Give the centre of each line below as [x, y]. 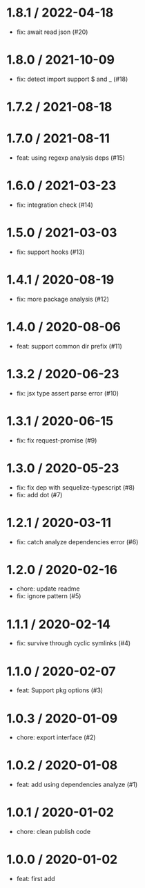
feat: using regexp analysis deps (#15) [71, 158]
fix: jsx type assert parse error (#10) [67, 393]
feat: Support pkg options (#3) [60, 690]
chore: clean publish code [54, 832]
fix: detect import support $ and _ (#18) [72, 79]
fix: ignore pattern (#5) [49, 596]
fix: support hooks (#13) [50, 252]
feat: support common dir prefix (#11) [69, 346]
